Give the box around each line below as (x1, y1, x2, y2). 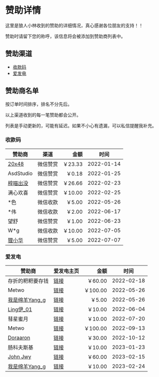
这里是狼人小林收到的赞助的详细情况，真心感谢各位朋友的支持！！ (5, 22, 143, 28)
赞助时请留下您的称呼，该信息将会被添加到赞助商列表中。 (5, 33, 125, 39)
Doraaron (8, 334, 30, 341)
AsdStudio (8, 169, 33, 177)
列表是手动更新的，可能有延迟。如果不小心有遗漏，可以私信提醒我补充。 (5, 122, 156, 128)
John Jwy (8, 353, 31, 360)
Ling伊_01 (8, 306, 33, 313)
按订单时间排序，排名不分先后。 (5, 101, 72, 107)
